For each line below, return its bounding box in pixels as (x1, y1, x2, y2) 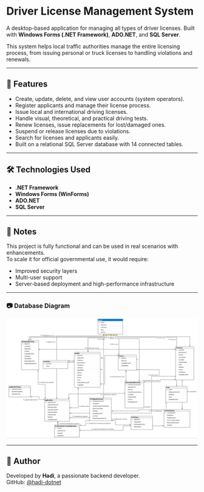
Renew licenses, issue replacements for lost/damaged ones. (15, 121, 166, 128)
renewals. (6, 55, 31, 63)
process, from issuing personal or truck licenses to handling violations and (6, 49, 192, 56)
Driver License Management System (6, 4, 194, 18)
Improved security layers (15, 267, 78, 275)
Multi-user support (15, 274, 63, 281)
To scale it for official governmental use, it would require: (6, 256, 149, 263)
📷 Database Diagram (6, 301, 70, 310)
